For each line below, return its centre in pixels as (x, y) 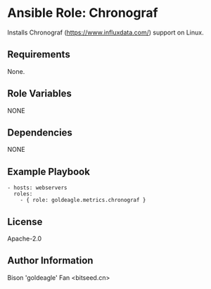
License (25, 222)
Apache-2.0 (25, 238)
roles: (23, 194)
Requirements (39, 54)
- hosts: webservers (38, 188)
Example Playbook (49, 171)
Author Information (50, 261)
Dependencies (40, 133)
